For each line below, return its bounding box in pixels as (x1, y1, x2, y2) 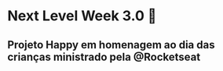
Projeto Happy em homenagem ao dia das (7, 38, 215, 51)
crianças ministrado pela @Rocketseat (7, 50, 201, 63)
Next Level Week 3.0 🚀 (7, 7, 157, 25)
